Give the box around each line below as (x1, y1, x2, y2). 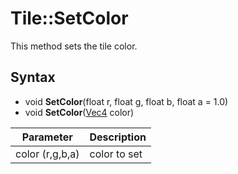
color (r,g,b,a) (15, 147, 80, 161)
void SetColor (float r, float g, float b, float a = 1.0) (24, 95, 229, 107)
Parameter (21, 130, 73, 144)
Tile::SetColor (10, 7, 129, 30)
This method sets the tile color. (10, 40, 138, 52)
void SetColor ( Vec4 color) (24, 106, 135, 118)
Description (89, 130, 147, 144)
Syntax (10, 69, 56, 86)
